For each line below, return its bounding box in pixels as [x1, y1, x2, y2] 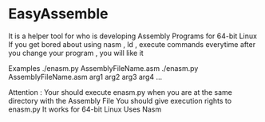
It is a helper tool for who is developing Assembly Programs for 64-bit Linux [8, 31, 258, 41]
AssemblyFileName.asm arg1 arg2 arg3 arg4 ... [8, 72, 163, 81]
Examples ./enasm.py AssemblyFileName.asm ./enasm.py [8, 63, 199, 73]
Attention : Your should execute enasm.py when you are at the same [8, 87, 233, 96]
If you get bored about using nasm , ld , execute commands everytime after [8, 39, 256, 49]
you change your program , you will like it [8, 48, 144, 57]
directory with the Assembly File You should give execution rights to [8, 96, 232, 105]
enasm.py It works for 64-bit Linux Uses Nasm [8, 104, 162, 114]
